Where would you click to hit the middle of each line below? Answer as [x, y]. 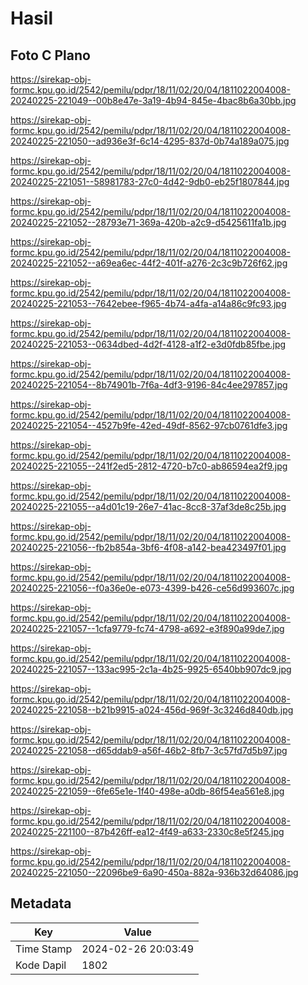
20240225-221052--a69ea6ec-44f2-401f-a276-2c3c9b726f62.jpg [149, 263]
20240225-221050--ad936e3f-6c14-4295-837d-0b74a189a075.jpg [150, 141]
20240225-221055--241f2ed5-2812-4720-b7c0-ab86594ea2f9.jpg [149, 466]
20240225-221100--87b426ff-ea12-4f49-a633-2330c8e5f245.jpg [147, 831]
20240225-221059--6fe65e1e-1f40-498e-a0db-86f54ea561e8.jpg [147, 791]
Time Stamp [44, 949]
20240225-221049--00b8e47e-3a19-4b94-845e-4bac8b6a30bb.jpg [153, 100]
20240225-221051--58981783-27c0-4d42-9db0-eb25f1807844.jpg [150, 181]
